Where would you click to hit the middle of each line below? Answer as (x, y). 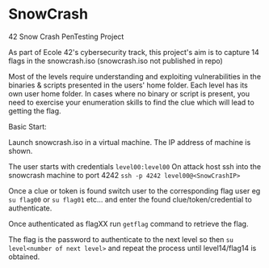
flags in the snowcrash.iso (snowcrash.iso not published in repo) (116, 61)
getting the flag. (35, 111)
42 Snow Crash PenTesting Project (66, 36)
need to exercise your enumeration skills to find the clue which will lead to (131, 102)
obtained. (24, 257)
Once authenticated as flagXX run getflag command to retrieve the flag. (128, 223)
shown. (21, 151)
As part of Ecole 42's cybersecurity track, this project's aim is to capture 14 (134, 52)
